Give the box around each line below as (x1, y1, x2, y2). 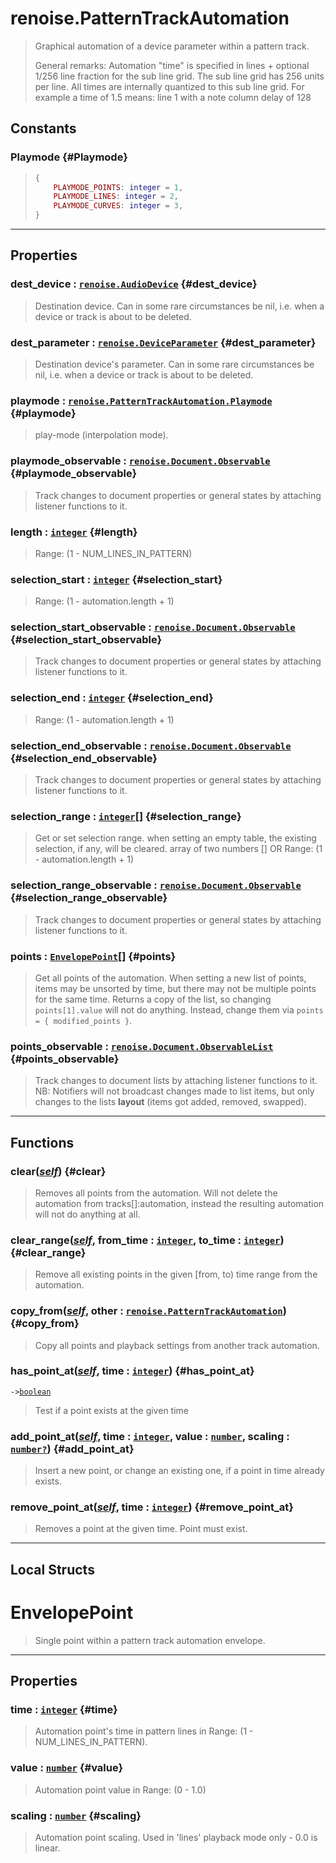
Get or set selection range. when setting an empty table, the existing (34, 832, 317, 844)
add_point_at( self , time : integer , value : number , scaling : (10, 1429, 290, 1443)
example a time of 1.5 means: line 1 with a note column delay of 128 (34, 91, 312, 103)
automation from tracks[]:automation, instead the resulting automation (34, 1197, 325, 1209)
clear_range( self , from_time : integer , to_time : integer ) (10, 1233, 285, 1247)
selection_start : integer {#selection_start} (10, 572, 223, 586)
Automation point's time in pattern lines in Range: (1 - (34, 1725, 254, 1737)
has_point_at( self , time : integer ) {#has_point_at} (10, 1364, 255, 1378)
